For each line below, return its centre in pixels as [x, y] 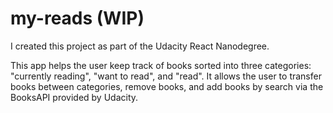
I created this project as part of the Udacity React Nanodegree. [140, 46]
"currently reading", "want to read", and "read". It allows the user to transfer [166, 76]
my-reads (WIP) [77, 18]
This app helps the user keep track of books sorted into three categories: [161, 65]
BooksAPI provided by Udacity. [74, 97]
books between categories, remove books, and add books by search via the [167, 86]
